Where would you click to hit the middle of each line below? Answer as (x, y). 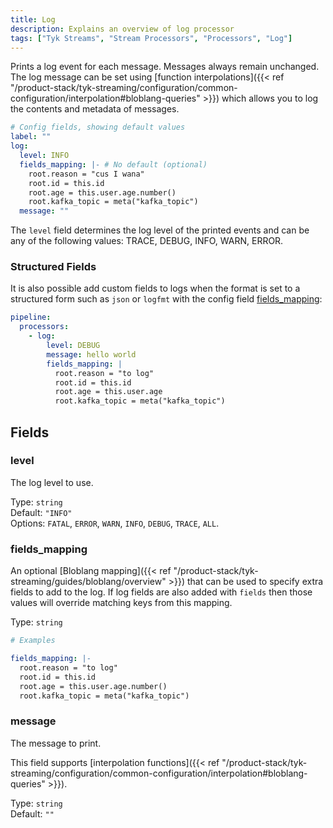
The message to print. (56, 743)
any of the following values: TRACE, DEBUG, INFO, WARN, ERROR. (147, 241)
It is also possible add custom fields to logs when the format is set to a (155, 288)
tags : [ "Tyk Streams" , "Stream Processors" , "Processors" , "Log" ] (151, 38)
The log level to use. (52, 482)
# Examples (33, 641)
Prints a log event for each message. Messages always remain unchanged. (165, 67)
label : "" (31, 137)
